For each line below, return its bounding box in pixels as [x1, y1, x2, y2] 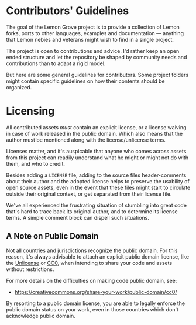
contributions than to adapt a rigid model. [6, 60, 106, 67]
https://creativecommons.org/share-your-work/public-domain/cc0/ [14, 288, 177, 295]
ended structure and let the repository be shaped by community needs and [6, 53, 187, 61]
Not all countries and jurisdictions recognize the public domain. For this [6, 247, 178, 254]
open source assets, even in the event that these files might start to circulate [6, 184, 191, 191]
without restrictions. [6, 266, 54, 273]
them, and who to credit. [6, 160, 66, 167]
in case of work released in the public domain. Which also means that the [6, 130, 183, 137]
